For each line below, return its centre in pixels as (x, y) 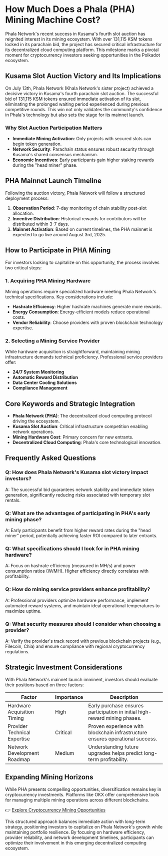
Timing (16, 718)
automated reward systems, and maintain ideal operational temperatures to (82, 605)
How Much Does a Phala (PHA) (70, 9)
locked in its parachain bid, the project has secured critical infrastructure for (83, 44)
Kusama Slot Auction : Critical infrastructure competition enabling (80, 426)
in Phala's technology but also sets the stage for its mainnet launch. (75, 115)
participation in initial (112, 712)
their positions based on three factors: (44, 685)
